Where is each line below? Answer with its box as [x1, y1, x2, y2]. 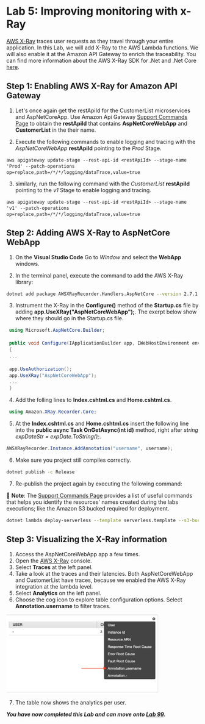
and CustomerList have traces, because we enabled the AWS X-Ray [15, 576, 186, 584]
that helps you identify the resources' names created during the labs [6, 498, 179, 506]
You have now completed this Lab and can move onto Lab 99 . [6, 711, 166, 718]
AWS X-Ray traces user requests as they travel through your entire [6, 37, 174, 45]
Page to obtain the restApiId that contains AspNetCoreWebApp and [15, 120, 188, 127]
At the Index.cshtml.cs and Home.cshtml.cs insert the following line [15, 420, 189, 428]
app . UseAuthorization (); [9, 366, 72, 372]
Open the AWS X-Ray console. [15, 557, 92, 564]
